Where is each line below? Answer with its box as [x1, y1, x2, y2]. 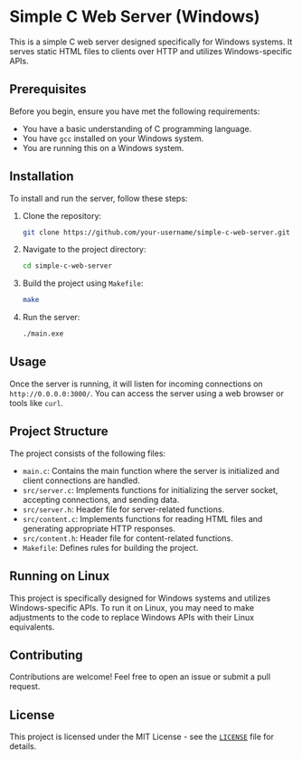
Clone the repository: [22, 210, 102, 221]
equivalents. [9, 621, 55, 632]
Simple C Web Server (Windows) [9, 6, 260, 27]
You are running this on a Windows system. [22, 142, 184, 153]
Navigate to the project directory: [22, 244, 146, 255]
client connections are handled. [22, 475, 140, 486]
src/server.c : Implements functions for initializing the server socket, [22, 484, 278, 495]
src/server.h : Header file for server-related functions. [22, 504, 224, 515]
